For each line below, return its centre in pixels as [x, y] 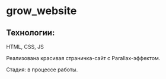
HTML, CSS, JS [25, 47]
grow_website [41, 11]
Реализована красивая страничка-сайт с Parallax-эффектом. [83, 58]
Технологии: [31, 33]
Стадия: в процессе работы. [42, 70]
